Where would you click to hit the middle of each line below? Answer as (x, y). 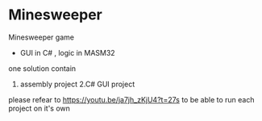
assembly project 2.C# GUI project (77, 84)
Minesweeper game (42, 37)
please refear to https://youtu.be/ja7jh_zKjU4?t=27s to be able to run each (131, 99)
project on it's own (40, 108)
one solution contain (42, 68)
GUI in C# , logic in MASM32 (67, 52)
